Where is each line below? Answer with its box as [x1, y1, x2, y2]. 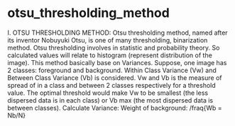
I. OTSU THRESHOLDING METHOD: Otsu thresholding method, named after [7, 28, 229, 37]
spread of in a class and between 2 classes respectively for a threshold [7, 81, 217, 89]
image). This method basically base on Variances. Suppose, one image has [7, 58, 227, 67]
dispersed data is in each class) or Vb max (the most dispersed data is [7, 96, 214, 104]
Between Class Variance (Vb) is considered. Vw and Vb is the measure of [7, 73, 222, 82]
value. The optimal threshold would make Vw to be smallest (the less [7, 88, 208, 97]
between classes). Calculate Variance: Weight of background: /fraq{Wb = [7, 103, 222, 112]
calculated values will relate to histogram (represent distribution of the [7, 51, 213, 59]
